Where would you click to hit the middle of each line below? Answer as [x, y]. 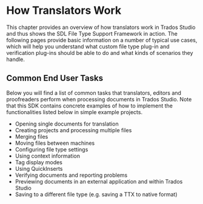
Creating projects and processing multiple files [73, 130]
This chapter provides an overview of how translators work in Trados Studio [101, 27]
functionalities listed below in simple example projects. [75, 112]
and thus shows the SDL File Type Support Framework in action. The [92, 33]
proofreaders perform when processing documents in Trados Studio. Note [99, 99]
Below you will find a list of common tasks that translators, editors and [94, 93]
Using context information [48, 156]
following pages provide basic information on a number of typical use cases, [102, 40]
